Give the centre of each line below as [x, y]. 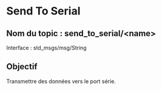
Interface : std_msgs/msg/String [46, 48]
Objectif [22, 67]
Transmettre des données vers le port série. [61, 81]
